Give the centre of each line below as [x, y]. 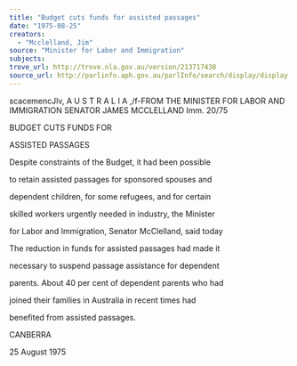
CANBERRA [30, 334]
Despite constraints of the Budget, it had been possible [110, 162]
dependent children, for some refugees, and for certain [110, 196]
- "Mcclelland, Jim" [55, 42]
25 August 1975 [38, 352]
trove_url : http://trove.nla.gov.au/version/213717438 [113, 68]
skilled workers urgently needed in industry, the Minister [112, 214]
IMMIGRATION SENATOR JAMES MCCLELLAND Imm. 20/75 [119, 110]
